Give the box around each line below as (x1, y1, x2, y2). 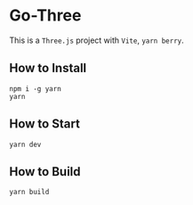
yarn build (9, 188, 50, 197)
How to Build (9, 164, 82, 179)
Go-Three (9, 5, 82, 26)
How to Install (9, 61, 87, 76)
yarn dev (9, 140, 42, 149)
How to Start (9, 117, 80, 132)
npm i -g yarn (9, 84, 62, 94)
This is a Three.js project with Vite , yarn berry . (9, 35, 184, 45)
